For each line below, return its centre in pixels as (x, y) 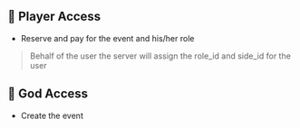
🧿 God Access (48, 94)
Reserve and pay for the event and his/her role (107, 38)
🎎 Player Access (54, 17)
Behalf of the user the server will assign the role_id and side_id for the (160, 56)
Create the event (52, 115)
